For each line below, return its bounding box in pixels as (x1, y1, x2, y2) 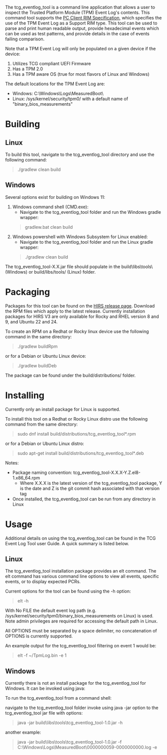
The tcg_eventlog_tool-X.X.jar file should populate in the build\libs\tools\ (5, 264, 153, 270)
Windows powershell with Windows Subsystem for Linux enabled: (12, 234, 148, 240)
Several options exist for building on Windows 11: (5, 194, 106, 200)
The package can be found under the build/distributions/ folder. (5, 372, 136, 378)
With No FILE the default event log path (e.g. (5, 607, 96, 613)
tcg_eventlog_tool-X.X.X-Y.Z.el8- (73, 469, 141, 475)
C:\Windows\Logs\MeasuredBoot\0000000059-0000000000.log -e (17, 745, 158, 751)
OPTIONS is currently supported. (5, 633, 73, 639)
